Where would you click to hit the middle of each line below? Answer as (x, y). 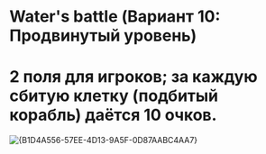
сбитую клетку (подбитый (114, 96)
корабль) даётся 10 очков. (113, 115)
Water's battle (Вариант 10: (115, 17)
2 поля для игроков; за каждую (133, 77)
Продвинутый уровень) (103, 36)
